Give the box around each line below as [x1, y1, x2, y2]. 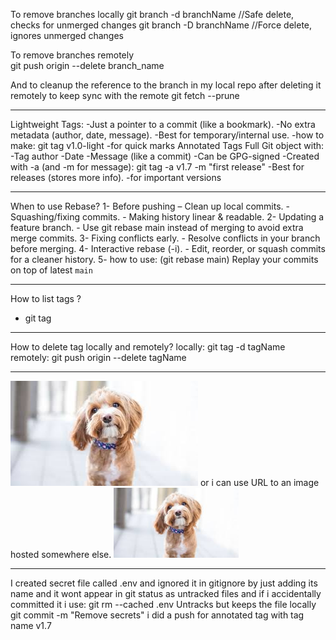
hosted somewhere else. [10, 549, 112, 560]
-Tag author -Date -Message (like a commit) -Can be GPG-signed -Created [10, 150, 320, 162]
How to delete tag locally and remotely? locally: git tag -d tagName [10, 341, 286, 353]
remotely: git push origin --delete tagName [10, 352, 187, 363]
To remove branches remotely [10, 49, 135, 61]
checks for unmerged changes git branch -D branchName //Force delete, [10, 19, 313, 31]
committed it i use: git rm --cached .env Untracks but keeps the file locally [10, 599, 317, 610]
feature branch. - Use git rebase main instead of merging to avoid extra [10, 222, 304, 233]
